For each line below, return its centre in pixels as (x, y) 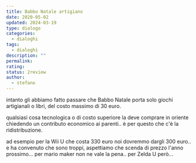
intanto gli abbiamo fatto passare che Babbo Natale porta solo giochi (89, 100)
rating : (16, 66)
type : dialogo (24, 28)
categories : (21, 34)
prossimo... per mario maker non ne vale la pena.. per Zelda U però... (90, 154)
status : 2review (26, 72)
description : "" (26, 56)
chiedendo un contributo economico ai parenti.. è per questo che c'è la (92, 124)
